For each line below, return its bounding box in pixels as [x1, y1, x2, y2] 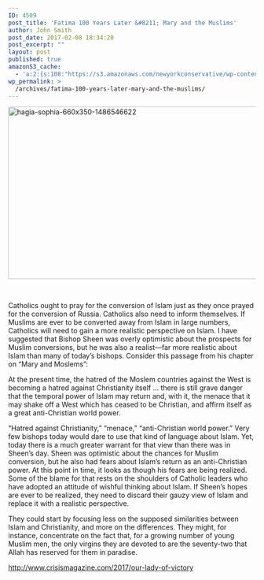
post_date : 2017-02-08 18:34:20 [8, 33, 114, 42]
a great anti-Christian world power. [8, 408, 121, 418]
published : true [8, 56, 61, 64]
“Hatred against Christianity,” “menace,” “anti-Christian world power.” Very [8, 423, 250, 433]
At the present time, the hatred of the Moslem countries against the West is [8, 375, 251, 385]
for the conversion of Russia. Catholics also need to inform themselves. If [8, 309, 246, 319]
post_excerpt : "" [8, 41, 65, 49]
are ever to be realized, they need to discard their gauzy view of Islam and [8, 490, 249, 500]
